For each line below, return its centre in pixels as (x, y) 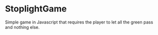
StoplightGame (36, 9)
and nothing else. (22, 27)
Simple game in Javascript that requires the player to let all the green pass (79, 22)
